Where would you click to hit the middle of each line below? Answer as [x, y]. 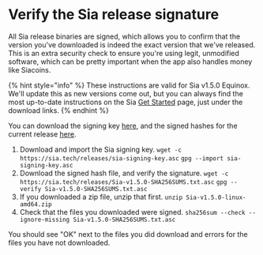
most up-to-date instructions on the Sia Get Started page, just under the [126, 102]
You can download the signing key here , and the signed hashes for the [123, 126]
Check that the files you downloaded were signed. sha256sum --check [132, 212]
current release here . [42, 134]
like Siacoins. [30, 69]
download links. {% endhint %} [58, 110]
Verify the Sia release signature [114, 15]
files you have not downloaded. [59, 242]
